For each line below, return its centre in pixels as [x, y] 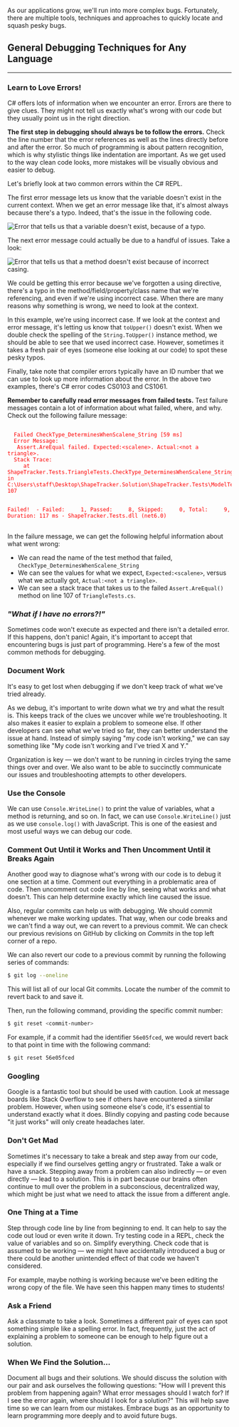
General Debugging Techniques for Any [97, 48]
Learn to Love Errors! [44, 87]
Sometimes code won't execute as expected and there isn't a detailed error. [118, 630]
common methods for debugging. [57, 653]
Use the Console [37, 793]
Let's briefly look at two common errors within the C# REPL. [95, 184]
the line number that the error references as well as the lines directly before [118, 140]
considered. [25, 1266]
